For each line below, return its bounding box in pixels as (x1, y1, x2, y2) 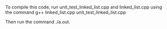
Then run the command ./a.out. (5, 19, 71, 25)
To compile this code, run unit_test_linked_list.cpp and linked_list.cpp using (5, 4, 162, 10)
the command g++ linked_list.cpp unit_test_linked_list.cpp (5, 9, 126, 15)
